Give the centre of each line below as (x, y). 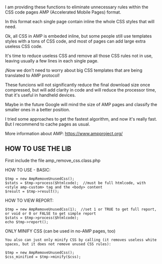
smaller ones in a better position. (37, 109)
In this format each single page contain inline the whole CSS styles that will (80, 22)
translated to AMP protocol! (32, 75)
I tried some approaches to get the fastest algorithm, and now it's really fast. (81, 119)
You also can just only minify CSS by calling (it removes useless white (81, 240)
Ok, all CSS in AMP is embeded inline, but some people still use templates (79, 36)
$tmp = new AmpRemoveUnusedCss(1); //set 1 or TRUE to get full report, (81, 209)
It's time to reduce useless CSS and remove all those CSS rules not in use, (79, 56)
